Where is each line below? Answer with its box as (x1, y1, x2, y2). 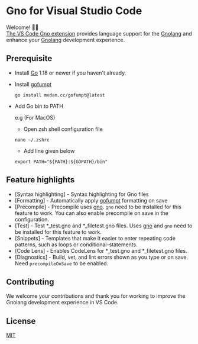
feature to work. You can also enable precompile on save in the (14, 209, 168, 217)
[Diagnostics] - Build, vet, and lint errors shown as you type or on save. (14, 253, 188, 261)
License (6, 316, 36, 326)
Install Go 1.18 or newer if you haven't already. (14, 69, 126, 76)
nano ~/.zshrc (14, 137, 50, 143)
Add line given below (23, 147, 75, 155)
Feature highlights (6, 175, 75, 185)
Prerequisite (6, 53, 53, 63)
